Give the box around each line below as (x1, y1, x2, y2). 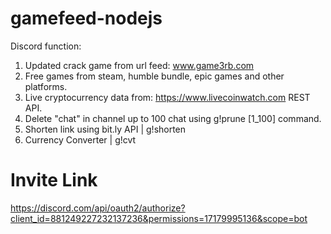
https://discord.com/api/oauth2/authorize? (10, 202, 186, 214)
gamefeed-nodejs (10, 7, 163, 30)
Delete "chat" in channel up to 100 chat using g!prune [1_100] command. (24, 112, 322, 124)
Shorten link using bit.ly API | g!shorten (24, 123, 187, 135)
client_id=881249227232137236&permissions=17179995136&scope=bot (10, 212, 308, 224)
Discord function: (10, 40, 82, 52)
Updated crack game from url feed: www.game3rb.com (24, 59, 255, 71)
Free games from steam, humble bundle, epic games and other (24, 70, 285, 82)
